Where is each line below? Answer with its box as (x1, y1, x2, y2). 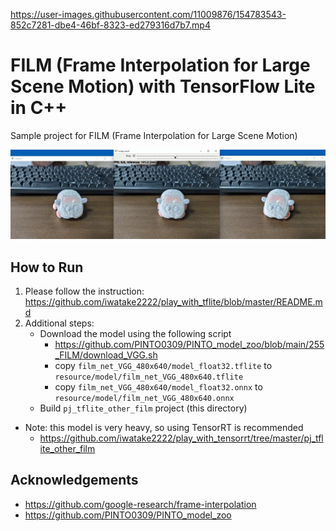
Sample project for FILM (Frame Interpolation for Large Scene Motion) (10, 129, 298, 141)
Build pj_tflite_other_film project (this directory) (39, 402, 248, 414)
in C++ (10, 97, 68, 119)
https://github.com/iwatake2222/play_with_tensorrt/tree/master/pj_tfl (39, 432, 324, 444)
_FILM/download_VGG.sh (54, 349, 158, 361)
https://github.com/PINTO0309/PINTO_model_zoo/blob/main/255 (54, 338, 325, 350)
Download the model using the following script (39, 327, 232, 339)
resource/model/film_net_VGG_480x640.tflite (54, 372, 244, 382)
